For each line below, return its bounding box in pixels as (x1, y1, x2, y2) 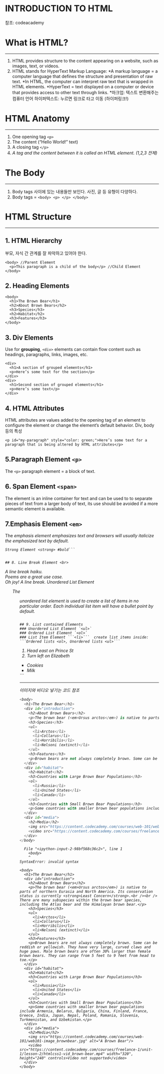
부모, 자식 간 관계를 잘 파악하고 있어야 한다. (5, 250, 87, 256)
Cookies (26, 662, 43, 669)
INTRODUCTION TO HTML (5, 3, 113, 14)
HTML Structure (5, 211, 72, 222)
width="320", (106, 1052, 133, 1056)
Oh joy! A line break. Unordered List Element (5, 579, 94, 585)
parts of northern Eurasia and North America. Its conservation (19, 889, 153, 894)
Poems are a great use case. (5, 574, 63, 580)
